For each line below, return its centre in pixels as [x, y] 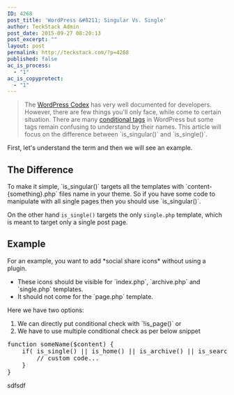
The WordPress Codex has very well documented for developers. [118, 104]
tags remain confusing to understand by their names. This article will [123, 127]
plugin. [17, 268]
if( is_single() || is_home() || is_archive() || [108, 351]
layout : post [26, 46]
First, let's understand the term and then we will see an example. [100, 148]
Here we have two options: [46, 310]
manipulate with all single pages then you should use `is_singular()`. [104, 201]
